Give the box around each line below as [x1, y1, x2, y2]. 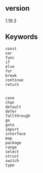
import [5, 126, 19, 132]
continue [5, 77, 24, 82]
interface [5, 131, 26, 136]
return [5, 82, 19, 87]
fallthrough [5, 113, 30, 118]
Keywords [5, 33, 38, 41]
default [5, 104, 22, 110]
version [5, 4, 30, 13]
